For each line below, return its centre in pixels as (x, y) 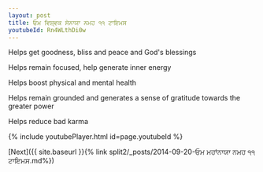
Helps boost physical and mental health (72, 82)
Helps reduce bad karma (48, 122)
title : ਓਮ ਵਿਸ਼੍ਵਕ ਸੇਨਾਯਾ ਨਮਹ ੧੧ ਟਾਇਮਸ (68, 23)
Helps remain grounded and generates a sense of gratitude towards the (124, 98)
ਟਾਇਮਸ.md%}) (31, 161)
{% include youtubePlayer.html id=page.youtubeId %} (96, 137)
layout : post (30, 15)
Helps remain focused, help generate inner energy (90, 68)
